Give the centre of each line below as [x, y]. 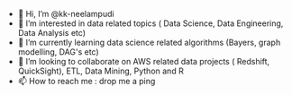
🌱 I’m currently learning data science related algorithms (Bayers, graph [149, 42]
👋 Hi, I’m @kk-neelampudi [66, 14]
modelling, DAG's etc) [58, 52]
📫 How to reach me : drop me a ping [87, 81]
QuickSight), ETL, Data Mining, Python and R [101, 71]
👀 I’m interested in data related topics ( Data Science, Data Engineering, [151, 23]
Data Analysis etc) [51, 33]
